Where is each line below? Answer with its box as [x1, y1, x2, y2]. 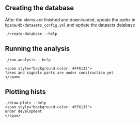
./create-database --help [5, 31, 57, 36]
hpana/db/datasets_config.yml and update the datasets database [5, 22, 136, 28]
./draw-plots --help [5, 101, 47, 105]
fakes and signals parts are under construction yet [5, 70, 114, 75]
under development [5, 109, 42, 114]
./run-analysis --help [5, 57, 51, 62]
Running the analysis [5, 45, 70, 53]
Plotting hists [5, 88, 46, 96]
